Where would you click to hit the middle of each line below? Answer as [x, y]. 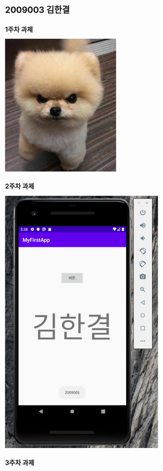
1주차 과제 [19, 29]
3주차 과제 [20, 463]
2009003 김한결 [38, 10]
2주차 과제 [20, 186]
